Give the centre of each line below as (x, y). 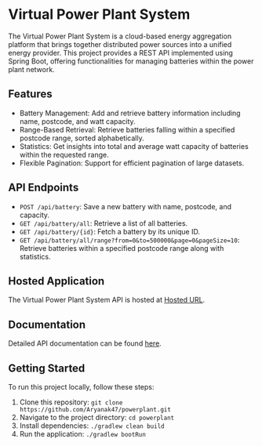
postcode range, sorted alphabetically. (82, 138)
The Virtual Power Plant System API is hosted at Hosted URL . (107, 300)
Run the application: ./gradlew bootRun (83, 434)
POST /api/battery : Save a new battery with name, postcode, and (126, 206)
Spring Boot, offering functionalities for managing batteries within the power (131, 61)
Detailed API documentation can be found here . (85, 343)
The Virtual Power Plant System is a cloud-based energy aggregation (120, 36)
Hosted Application (56, 281)
